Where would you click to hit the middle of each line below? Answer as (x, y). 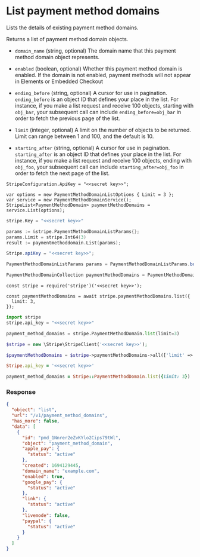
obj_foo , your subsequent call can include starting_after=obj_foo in (99, 167)
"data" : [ (24, 426)
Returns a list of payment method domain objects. (67, 39)
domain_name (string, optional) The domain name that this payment (96, 51)
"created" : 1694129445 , (51, 466)
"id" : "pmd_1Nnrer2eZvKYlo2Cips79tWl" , (71, 437)
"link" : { (34, 499)
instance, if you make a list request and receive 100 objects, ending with (103, 160)
